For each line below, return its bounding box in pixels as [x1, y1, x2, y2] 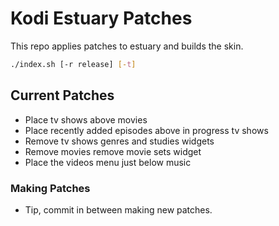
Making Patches [10, 181, 91, 195]
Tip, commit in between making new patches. [24, 203, 213, 216]
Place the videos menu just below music [24, 156, 192, 168]
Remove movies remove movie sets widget [24, 145, 202, 157]
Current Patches [10, 87, 115, 104]
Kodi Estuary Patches [10, 7, 193, 30]
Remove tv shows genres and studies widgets [24, 135, 215, 147]
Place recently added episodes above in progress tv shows [24, 124, 269, 136]
